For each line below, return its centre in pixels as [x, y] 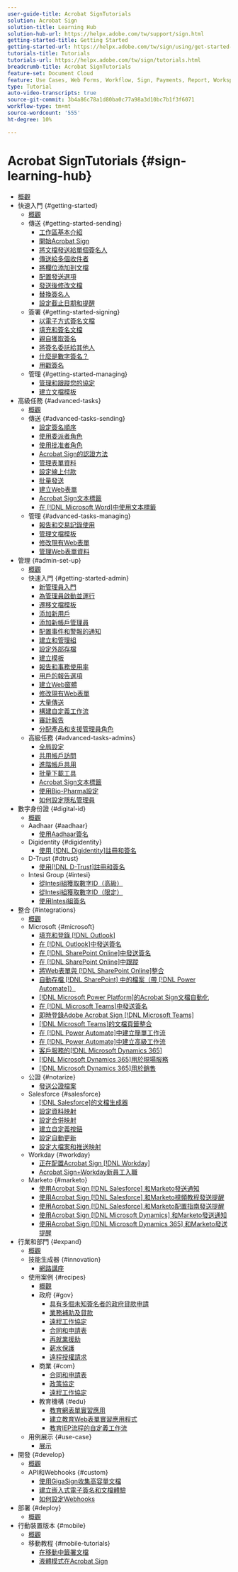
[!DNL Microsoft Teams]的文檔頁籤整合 [95, 1023]
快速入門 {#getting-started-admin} [79, 578]
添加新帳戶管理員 [64, 622]
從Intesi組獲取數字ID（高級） [81, 883]
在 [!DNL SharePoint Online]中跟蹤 [89, 962]
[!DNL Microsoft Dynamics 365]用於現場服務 [103, 1059]
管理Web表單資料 [64, 551]
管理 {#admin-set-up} [49, 560]
